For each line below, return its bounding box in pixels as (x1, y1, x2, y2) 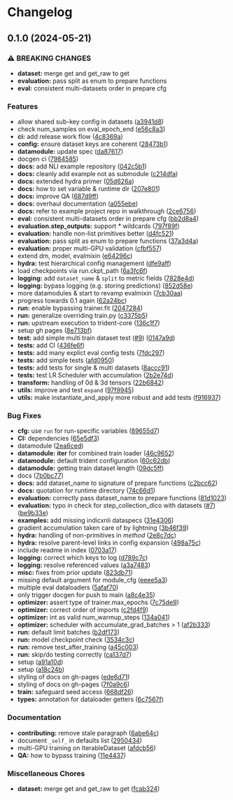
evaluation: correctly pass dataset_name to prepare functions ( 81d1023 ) (17, 494, 227, 502)
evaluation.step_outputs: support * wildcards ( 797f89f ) (17, 222, 180, 230)
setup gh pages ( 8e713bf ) (17, 326, 92, 335)
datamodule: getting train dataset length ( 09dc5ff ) (17, 464, 164, 472)
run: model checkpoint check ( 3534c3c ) (17, 636, 135, 644)
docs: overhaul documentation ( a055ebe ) (17, 199, 139, 208)
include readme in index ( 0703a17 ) (17, 546, 118, 554)
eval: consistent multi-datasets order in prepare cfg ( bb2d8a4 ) (17, 215, 199, 223)
